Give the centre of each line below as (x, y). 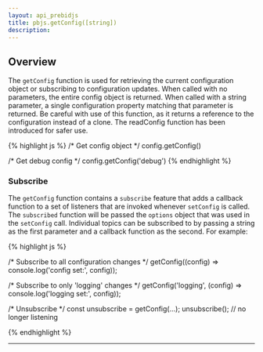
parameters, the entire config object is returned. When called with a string (127, 97)
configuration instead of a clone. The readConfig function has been (117, 122)
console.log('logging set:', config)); (65, 294)
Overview (32, 62)
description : (29, 30)
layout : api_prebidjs (43, 15)
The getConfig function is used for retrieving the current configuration (121, 81)
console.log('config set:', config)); (63, 270)
